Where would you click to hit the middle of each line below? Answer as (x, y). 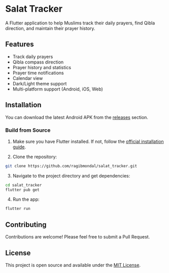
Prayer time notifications (38, 73)
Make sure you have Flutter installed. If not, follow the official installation (88, 141)
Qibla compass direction (38, 62)
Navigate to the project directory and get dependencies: (71, 175)
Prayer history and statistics (42, 67)
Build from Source (28, 130)
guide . (19, 147)
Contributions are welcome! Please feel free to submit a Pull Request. (78, 237)
